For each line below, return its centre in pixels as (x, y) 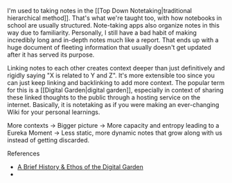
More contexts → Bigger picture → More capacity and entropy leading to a (113, 125)
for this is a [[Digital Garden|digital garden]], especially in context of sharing (115, 90)
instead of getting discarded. (48, 140)
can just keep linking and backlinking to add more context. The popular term (116, 83)
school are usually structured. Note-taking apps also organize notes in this (114, 25)
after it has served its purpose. (51, 55)
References (24, 153)
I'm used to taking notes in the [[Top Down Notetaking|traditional (100, 11)
